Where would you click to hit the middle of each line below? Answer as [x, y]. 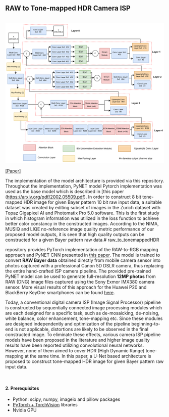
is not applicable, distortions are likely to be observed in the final [81, 329]
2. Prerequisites [22, 388]
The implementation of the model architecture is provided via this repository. [85, 181]
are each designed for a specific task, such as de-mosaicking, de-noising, [82, 313]
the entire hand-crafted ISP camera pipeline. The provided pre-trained [78, 271]
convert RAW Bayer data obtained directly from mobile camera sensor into [83, 260]
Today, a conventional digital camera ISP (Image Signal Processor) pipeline [83, 302]
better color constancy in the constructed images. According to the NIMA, [82, 224]
